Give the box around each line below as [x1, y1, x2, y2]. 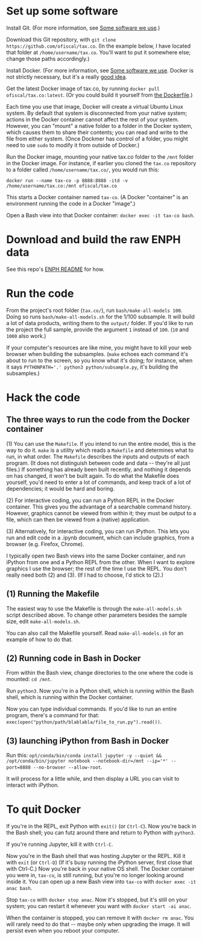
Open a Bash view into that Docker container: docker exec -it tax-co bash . [6, 211, 195, 218]
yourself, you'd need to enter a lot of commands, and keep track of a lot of [6, 478, 191, 486]
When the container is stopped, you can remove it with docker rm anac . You [6, 914, 194, 921]
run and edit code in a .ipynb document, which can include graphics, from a [6, 534, 194, 541]
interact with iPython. [6, 781, 59, 789]
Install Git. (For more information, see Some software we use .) [6, 24, 160, 31]
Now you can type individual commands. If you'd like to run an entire [6, 705, 177, 713]
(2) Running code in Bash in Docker [6, 653, 141, 664]
